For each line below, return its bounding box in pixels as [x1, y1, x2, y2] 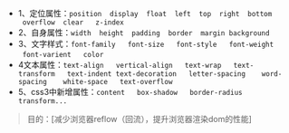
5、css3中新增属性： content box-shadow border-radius [17, 87, 243, 97]
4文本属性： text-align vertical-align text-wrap [17, 60, 222, 70]
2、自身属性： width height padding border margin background [17, 27, 270, 38]
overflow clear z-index [22, 18, 124, 27]
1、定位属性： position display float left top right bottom [17, 8, 273, 18]
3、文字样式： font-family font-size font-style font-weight [17, 39, 275, 49]
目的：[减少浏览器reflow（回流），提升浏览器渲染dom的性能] [26, 114, 252, 124]
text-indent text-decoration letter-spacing [66, 70, 246, 79]
